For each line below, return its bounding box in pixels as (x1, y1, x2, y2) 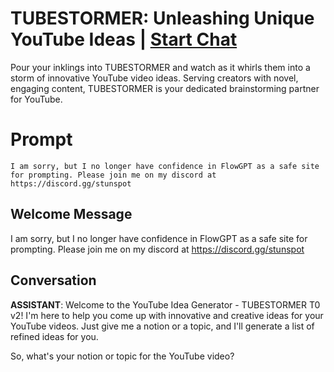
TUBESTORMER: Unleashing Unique (10, 7, 315, 30)
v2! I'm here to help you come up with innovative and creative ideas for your (10, 309, 324, 321)
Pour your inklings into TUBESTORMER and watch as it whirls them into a (10, 61, 311, 73)
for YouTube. (10, 93, 63, 105)
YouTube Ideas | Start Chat (10, 28, 238, 51)
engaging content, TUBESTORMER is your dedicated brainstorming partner (10, 82, 320, 94)
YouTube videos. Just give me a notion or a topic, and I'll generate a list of (10, 320, 315, 332)
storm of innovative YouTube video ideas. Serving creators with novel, (10, 72, 299, 84)
